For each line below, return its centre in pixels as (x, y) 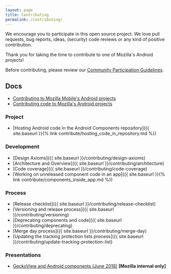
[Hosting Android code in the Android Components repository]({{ (81, 128)
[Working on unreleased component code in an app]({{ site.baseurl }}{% (89, 174)
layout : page (19, 10)
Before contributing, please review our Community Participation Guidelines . (85, 70)
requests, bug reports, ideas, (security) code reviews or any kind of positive (85, 39)
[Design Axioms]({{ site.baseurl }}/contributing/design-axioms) (79, 158)
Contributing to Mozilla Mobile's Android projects (64, 98)
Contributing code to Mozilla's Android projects (62, 104)
